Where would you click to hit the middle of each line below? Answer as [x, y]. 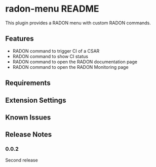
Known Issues [28, 117]
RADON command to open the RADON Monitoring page [70, 67]
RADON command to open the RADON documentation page [75, 62]
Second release [22, 160]
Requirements [28, 83]
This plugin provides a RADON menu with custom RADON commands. [78, 23]
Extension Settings [36, 100]
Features [19, 39]
